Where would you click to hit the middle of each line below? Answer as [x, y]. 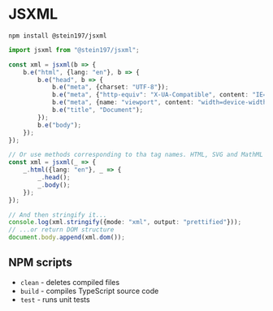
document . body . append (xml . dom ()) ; [67, 238]
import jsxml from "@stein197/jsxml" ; [74, 50]
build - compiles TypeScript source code [89, 291]
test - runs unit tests [55, 299]
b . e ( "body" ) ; [60, 125]
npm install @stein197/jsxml [58, 36]
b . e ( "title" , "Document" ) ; [97, 110]
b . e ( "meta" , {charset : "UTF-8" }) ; [110, 87]
